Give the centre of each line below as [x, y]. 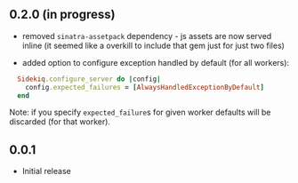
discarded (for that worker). [60, 122]
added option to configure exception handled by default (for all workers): [156, 62]
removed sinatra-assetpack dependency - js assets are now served [147, 36]
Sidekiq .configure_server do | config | [89, 79]
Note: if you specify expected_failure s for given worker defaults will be [140, 112]
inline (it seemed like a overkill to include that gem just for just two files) [153, 45]
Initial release [46, 171]
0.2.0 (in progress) [62, 15]
